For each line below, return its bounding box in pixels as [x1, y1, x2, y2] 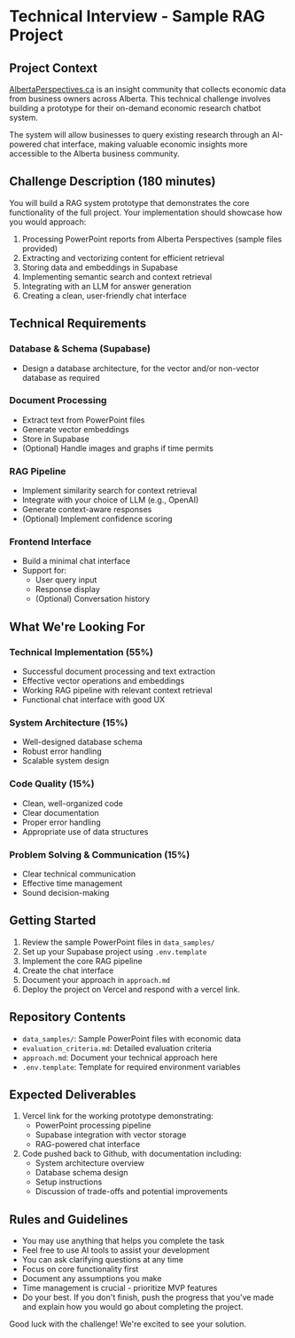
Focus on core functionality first [21, 1263, 139, 1275]
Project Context [9, 60, 97, 75]
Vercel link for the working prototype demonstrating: [21, 1111, 214, 1121]
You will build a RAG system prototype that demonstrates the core [9, 197, 250, 208]
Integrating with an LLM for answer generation [21, 281, 192, 291]
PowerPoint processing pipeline [35, 1120, 151, 1131]
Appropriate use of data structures [21, 826, 149, 836]
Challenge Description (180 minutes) [9, 174, 216, 189]
